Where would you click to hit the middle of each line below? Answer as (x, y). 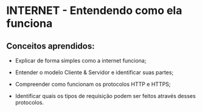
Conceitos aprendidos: (51, 46)
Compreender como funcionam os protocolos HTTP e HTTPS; (93, 84)
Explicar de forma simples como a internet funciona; (81, 61)
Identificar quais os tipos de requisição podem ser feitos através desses (105, 96)
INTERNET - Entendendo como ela (94, 11)
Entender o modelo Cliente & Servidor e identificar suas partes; (94, 72)
